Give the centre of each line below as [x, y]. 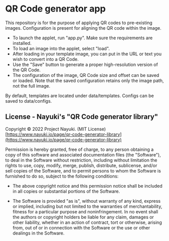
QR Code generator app [55, 9]
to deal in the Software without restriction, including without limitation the [81, 160]
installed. [22, 43]
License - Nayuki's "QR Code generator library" [82, 117]
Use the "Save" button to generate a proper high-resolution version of [85, 64]
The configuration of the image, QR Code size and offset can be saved [86, 75]
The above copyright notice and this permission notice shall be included [88, 186]
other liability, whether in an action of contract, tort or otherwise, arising [87, 222]
